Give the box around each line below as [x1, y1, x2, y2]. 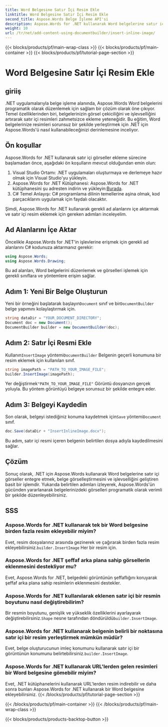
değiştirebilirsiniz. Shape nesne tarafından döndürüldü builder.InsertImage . [5, 615, 157, 621]
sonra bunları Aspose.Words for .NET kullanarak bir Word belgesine [5, 686, 144, 692]
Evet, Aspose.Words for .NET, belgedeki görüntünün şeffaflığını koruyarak [5, 574, 157, 580]
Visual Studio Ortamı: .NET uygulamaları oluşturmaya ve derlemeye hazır [12, 169, 162, 175]
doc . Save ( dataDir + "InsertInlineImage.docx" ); [5, 428, 106, 434]
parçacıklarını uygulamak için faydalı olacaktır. [12, 196, 107, 202]
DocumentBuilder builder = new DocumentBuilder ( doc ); [5, 324, 120, 330]
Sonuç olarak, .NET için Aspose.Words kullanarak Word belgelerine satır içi [5, 470, 159, 476]
